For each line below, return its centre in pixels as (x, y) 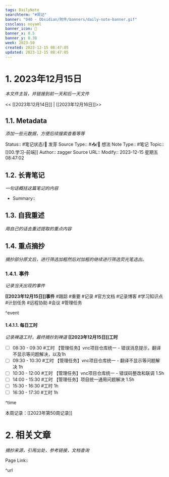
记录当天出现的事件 (25, 285)
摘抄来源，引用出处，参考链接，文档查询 (47, 450)
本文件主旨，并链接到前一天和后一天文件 (47, 94)
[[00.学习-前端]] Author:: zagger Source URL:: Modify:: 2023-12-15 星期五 (82, 152)
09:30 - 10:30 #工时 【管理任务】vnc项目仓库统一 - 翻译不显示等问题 (84, 361)
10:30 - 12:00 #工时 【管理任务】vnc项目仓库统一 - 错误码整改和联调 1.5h (88, 373)
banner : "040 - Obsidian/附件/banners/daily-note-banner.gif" (71, 19)
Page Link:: (17, 460)
